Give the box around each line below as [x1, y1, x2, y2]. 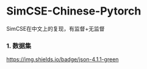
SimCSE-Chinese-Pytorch [6, 4, 142, 18]
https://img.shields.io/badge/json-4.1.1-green [6, 56, 119, 63]
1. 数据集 [6, 41, 32, 50]
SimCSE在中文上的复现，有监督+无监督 [6, 25, 105, 32]
